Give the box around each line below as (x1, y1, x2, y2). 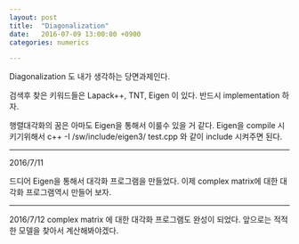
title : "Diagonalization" (9, 21, 109, 30)
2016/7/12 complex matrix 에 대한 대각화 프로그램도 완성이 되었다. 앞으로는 (9, 215, 272, 225)
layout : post (9, 12, 58, 22)
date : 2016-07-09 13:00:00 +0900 (9, 29, 141, 38)
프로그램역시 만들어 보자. (25, 187, 112, 198)
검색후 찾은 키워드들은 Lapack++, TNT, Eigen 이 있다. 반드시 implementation (9, 90, 280, 101)
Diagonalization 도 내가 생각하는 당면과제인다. (9, 71, 171, 82)
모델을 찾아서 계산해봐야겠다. (18, 225, 119, 236)
